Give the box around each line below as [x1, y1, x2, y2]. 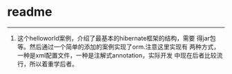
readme [7, 4, 52, 20]
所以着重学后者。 [29, 60, 78, 68]
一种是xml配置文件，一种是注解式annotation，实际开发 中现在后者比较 [17, 51, 217, 59]
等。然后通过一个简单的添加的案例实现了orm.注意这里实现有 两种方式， [17, 42, 220, 51]
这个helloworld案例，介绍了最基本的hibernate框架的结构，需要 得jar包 [17, 34, 216, 42]
